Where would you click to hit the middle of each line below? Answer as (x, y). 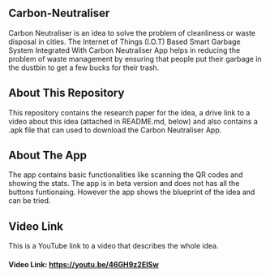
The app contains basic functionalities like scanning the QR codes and (126, 175)
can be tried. (30, 201)
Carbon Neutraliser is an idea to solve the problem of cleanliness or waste (132, 32)
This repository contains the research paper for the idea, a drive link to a (129, 112)
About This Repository (66, 93)
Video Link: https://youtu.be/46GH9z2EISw (84, 264)
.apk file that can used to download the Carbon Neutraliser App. (115, 130)
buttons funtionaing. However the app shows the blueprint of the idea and (132, 192)
